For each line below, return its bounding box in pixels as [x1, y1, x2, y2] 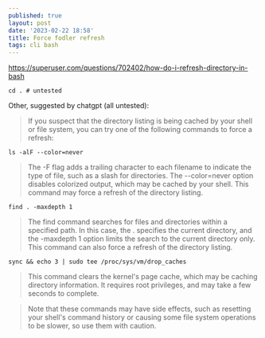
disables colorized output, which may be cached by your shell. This [27, 180, 249, 189]
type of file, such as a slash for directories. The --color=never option [27, 171, 254, 181]
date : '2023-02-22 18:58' [8, 26, 94, 34]
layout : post [8, 19, 52, 27]
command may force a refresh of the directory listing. [27, 188, 204, 197]
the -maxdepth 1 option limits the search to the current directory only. [27, 234, 256, 243]
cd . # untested [8, 87, 62, 95]
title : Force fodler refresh [8, 33, 105, 42]
